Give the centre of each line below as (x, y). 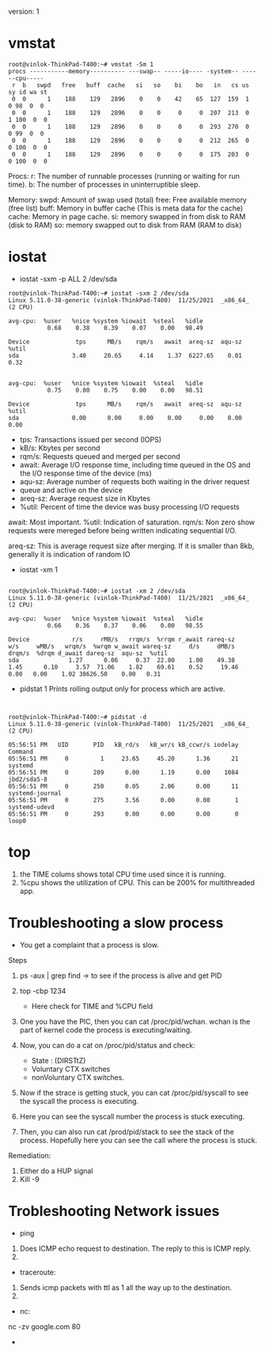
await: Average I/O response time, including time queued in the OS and (135, 464)
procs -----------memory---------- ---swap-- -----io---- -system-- (123, 71)
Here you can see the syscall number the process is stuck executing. (132, 1116)
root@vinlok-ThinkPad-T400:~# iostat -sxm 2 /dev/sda (99, 293)
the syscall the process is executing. (79, 1101)
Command (21, 752)
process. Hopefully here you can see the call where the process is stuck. (138, 1140)
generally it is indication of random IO (69, 554)
